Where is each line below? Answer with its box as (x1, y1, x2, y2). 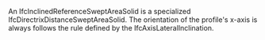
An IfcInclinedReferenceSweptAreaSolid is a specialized (8, 7, 191, 16)
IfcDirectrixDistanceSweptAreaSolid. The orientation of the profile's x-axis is (8, 15, 258, 24)
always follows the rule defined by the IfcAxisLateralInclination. (8, 24, 214, 32)
